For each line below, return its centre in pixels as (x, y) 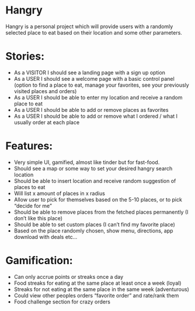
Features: (29, 146)
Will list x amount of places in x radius (60, 193)
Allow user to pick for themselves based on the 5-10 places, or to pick (98, 199)
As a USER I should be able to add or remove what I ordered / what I (96, 116)
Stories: (25, 57)
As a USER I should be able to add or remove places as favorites (91, 110)
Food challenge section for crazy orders (62, 302)
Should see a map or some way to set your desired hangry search (93, 168)
